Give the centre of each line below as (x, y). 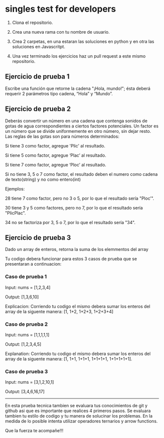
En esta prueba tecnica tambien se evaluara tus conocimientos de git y (76, 406)
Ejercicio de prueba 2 (38, 109)
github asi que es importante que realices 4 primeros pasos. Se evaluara (78, 411)
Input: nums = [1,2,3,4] (28, 287)
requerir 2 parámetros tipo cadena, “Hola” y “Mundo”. (59, 93)
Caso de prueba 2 (26, 324)
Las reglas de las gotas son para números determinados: (62, 136)
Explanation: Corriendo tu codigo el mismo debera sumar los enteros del (78, 354)
